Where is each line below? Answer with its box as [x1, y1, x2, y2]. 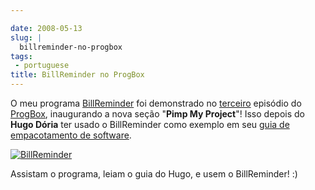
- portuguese [14, 61, 70, 71]
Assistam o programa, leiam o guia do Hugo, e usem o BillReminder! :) [10, 168, 298, 180]
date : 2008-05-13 [10, 23, 83, 33]
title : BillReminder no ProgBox [10, 70, 145, 80]
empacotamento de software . [10, 129, 132, 141]
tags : [10, 51, 33, 61]
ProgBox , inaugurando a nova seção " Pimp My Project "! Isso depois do [10, 108, 305, 120]
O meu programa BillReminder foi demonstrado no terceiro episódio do [10, 97, 302, 109]
